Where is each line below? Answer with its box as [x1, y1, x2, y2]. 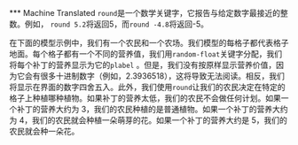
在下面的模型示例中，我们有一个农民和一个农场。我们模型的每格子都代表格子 [9, 38, 289, 48]
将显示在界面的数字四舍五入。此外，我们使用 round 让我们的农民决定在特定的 [9, 82, 286, 92]
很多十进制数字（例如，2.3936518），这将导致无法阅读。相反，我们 [39, 71, 286, 81]
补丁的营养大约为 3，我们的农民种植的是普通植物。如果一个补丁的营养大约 [16, 104, 288, 114]
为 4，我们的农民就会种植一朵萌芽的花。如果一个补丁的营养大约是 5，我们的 [9, 115, 288, 126]
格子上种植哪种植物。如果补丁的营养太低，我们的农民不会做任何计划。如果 [9, 93, 281, 103]
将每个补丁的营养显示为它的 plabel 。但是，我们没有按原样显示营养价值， [9, 60, 277, 70]
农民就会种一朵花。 [9, 126, 80, 136]
